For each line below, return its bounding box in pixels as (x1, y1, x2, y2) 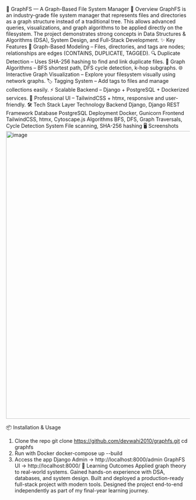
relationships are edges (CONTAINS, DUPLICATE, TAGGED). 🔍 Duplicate (6, 50, 181, 57)
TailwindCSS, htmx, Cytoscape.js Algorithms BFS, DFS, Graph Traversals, (6, 116, 183, 123)
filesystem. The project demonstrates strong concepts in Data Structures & (6, 30, 186, 37)
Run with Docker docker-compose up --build (14, 450, 123, 457)
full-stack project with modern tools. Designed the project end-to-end (14, 481, 183, 488)
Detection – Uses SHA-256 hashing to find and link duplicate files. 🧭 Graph (6, 58, 185, 65)
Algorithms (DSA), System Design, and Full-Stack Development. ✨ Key (6, 37, 176, 43)
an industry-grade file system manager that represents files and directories (6, 12, 187, 19)
